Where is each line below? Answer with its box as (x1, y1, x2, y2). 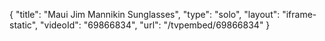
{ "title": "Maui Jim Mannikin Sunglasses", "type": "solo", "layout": (9, 9, 281, 20)
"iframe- (282, 9, 317, 20)
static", (9, 19, 39, 31)
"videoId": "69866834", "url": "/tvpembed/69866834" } (40, 19, 271, 31)
